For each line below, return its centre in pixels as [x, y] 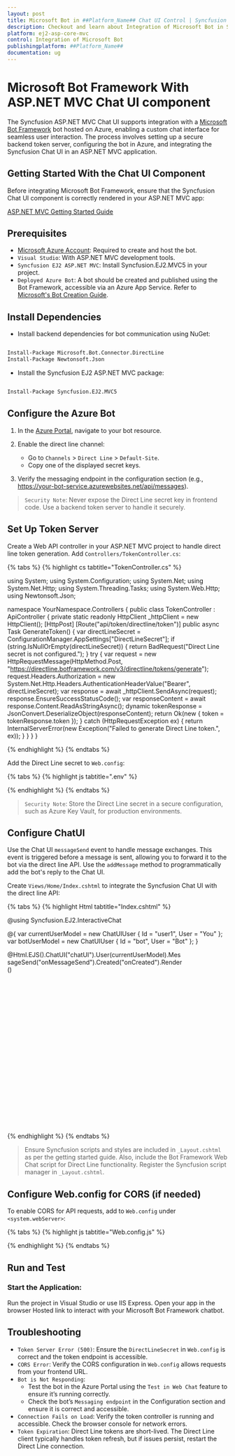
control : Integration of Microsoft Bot [65, 40]
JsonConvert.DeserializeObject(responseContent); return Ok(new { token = [116, 713]
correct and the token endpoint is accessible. [83, 1357]
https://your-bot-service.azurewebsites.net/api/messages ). [103, 486]
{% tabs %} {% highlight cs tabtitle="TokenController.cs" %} [94, 567]
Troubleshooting [44, 1332]
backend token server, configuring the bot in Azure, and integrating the [109, 144]
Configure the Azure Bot [61, 414]
